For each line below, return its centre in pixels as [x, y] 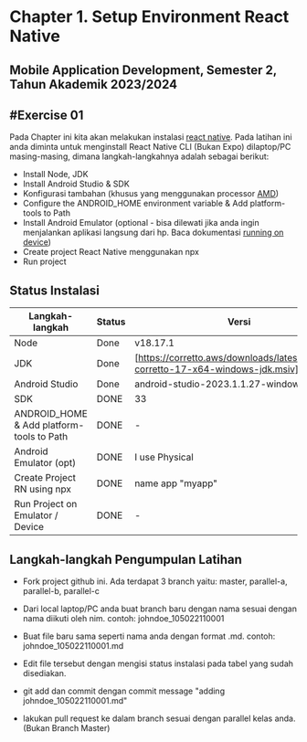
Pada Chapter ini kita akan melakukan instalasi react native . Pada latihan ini [151, 137]
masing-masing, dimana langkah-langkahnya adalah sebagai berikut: [139, 156]
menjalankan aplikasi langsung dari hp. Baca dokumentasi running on [153, 233]
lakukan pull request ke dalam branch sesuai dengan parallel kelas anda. [159, 718]
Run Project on [46, 504]
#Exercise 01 [47, 115]
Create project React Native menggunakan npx [111, 252]
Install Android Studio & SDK [76, 184]
